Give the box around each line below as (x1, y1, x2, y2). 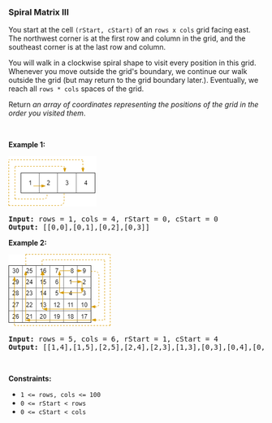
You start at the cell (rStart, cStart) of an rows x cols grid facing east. (8, 25, 252, 35)
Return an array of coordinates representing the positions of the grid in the (8, 100, 259, 110)
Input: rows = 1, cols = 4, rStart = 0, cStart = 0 (8, 215, 219, 224)
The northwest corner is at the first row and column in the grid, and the (8, 33, 246, 43)
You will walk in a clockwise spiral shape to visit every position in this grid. (8, 58, 257, 68)
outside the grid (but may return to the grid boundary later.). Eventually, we (8, 76, 259, 85)
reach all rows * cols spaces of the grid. (8, 84, 145, 94)
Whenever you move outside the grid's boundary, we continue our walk (8, 67, 248, 76)
